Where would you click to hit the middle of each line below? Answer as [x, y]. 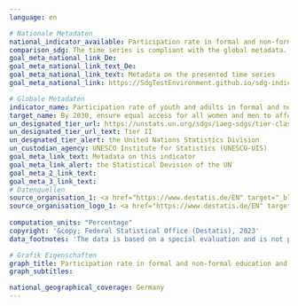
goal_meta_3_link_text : [53, 181]
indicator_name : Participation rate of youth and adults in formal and [144, 107]
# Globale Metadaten [47, 98]
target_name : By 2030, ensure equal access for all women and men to [141, 115]
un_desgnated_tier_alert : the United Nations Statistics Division [134, 140]
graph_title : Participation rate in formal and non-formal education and [149, 263]
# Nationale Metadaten [51, 33]
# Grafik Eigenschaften [53, 255]
